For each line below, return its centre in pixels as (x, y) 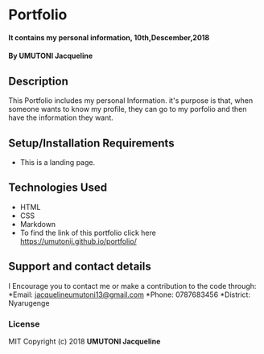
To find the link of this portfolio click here (88, 233)
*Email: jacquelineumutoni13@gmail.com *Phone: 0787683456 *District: (130, 294)
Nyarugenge (29, 303)
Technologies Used (58, 188)
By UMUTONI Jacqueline (51, 56)
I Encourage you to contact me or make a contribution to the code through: (132, 286)
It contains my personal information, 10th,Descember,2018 (109, 37)
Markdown (38, 224)
